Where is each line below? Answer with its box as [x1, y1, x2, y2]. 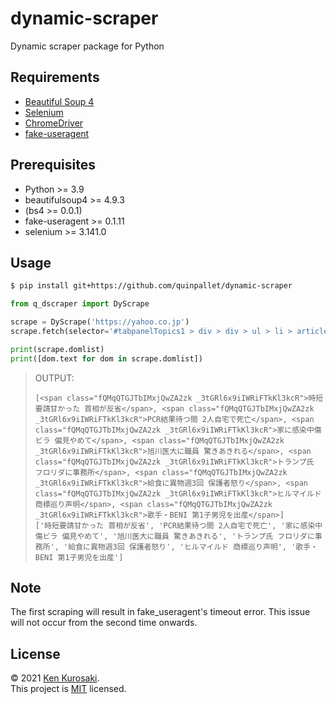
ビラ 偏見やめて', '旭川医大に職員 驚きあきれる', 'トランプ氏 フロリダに [42, 531, 315, 541]
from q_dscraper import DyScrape [10, 299, 150, 309]
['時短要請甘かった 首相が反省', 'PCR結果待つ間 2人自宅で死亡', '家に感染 [34, 520, 316, 531]
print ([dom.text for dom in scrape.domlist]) [10, 353, 203, 364]
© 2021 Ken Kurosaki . [10, 672, 100, 684]
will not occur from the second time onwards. [10, 617, 198, 629]
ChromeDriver [24, 117, 84, 129]
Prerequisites [10, 157, 96, 174]
